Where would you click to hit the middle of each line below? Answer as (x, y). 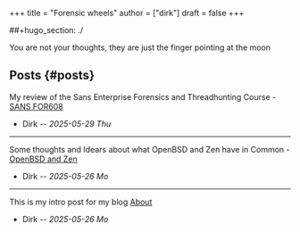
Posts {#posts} (52, 75)
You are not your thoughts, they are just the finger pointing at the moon (140, 47)
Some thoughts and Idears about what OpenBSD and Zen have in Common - (150, 149)
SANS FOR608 (37, 106)
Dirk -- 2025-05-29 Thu (67, 123)
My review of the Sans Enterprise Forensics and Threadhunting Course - (143, 96)
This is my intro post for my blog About (81, 202)
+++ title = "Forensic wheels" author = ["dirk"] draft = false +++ (127, 13)
